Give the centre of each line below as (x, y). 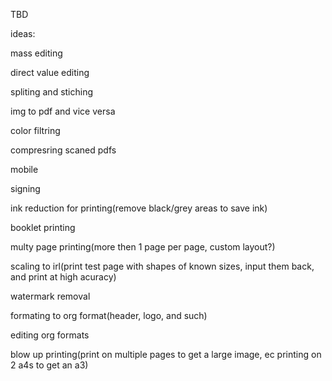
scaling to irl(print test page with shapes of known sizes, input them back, (162, 266)
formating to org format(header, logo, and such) (109, 315)
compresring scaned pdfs (63, 150)
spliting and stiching (52, 92)
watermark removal (50, 296)
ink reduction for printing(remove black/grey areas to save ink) (139, 208)
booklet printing (43, 227)
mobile (24, 169)
